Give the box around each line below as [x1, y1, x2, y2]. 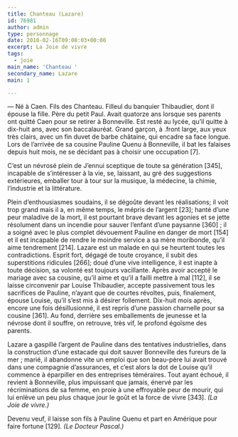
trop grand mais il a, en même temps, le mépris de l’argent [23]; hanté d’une [7, 206, 229, 214]
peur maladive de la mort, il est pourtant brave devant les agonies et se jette [7, 213, 230, 221]
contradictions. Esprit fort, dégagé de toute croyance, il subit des [7, 251, 198, 260]
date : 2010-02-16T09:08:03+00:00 [7, 37, 107, 44]
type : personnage [7, 30, 59, 38]
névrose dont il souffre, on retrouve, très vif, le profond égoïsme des [7, 319, 207, 327]
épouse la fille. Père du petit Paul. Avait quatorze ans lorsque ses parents [7, 110, 222, 118]
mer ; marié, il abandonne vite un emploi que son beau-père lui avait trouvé [7, 355, 227, 364]
